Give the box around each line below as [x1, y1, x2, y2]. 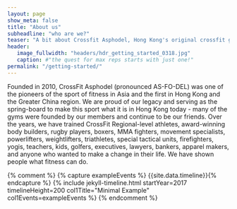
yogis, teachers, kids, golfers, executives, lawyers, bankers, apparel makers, [7, 142, 229, 150]
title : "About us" [7, 23, 61, 30]
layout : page [7, 10, 46, 18]
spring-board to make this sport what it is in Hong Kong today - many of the [7, 104, 228, 113]
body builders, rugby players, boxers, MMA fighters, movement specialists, [7, 127, 226, 136]
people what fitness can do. [7, 157, 88, 166]
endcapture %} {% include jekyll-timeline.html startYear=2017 [7, 178, 188, 187]
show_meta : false [7, 17, 59, 24]
